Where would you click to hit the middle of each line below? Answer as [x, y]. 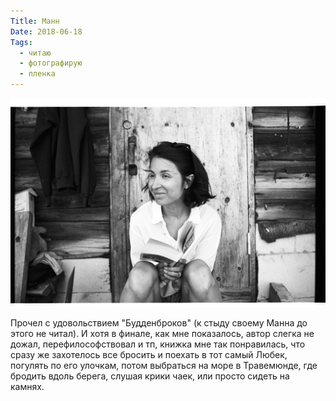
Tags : [21, 42]
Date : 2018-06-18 [46, 31]
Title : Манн [35, 21]
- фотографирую [51, 63]
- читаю [35, 53]
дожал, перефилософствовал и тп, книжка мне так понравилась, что [158, 344]
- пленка [37, 74]
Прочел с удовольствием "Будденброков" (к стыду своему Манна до [159, 322]
